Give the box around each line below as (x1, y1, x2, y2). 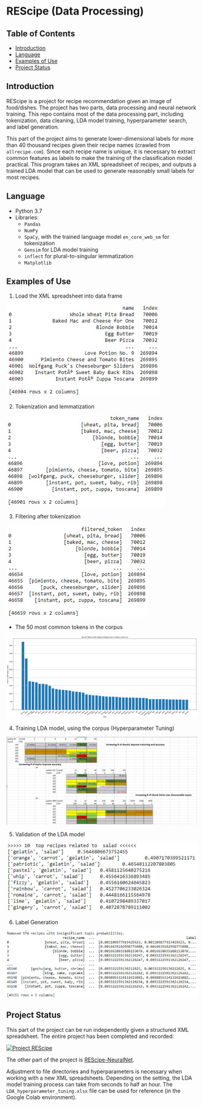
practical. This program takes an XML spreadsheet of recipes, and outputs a (6, 161, 197, 168)
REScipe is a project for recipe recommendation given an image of (6, 97, 172, 104)
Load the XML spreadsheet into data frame (15, 292, 122, 299)
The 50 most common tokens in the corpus (15, 623, 123, 631)
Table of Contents (6, 28, 76, 39)
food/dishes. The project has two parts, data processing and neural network (6, 104, 197, 111)
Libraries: (15, 213, 39, 221)
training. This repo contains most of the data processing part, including (6, 110, 184, 118)
